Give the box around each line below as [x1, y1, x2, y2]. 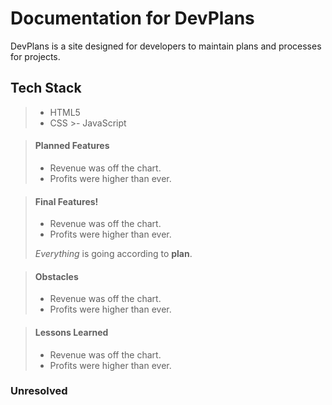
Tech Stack [10, 80, 82, 97]
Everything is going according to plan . [34, 248, 193, 260]
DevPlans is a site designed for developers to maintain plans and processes [10, 40, 322, 52]
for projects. [10, 50, 61, 62]
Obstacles [34, 270, 79, 282]
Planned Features [34, 140, 110, 152]
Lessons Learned [34, 326, 109, 338]
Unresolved [10, 384, 68, 398]
